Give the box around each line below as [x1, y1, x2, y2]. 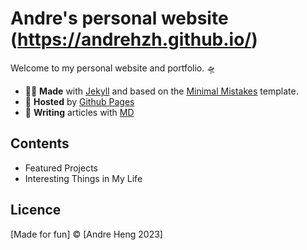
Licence [10, 202, 62, 219]
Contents [10, 135, 70, 152]
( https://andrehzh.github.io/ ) [10, 28, 258, 51]
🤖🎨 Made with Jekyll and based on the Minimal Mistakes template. [24, 85, 299, 97]
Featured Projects [24, 162, 98, 174]
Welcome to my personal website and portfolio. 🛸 [10, 62, 217, 74]
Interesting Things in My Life [24, 172, 143, 184]
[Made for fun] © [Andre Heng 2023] [10, 228, 163, 240]
